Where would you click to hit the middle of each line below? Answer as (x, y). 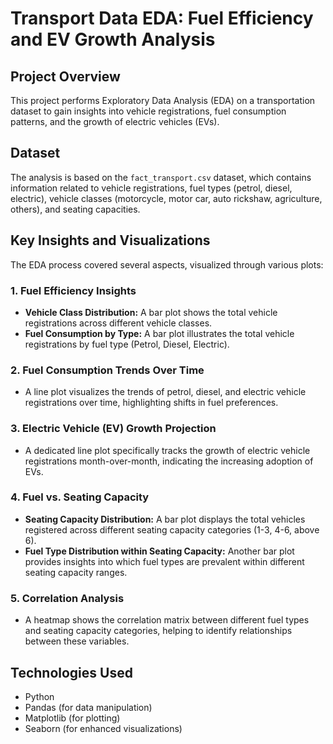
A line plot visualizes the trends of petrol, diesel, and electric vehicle (165, 392)
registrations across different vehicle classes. (118, 323)
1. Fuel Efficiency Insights (73, 290)
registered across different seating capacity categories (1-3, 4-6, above (172, 529)
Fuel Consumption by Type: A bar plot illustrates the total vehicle (159, 333)
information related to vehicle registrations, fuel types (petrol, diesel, (151, 188)
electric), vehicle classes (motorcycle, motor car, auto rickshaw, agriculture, (166, 198)
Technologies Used (71, 672)
